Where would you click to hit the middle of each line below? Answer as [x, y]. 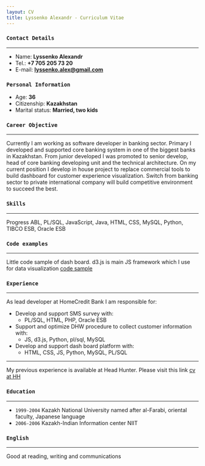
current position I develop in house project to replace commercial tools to [98, 169]
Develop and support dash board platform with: [74, 346]
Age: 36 [25, 97]
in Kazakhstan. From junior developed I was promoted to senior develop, [97, 156]
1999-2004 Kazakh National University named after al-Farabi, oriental [101, 410]
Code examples [27, 244]
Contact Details [31, 38]
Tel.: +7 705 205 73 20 [44, 63]
